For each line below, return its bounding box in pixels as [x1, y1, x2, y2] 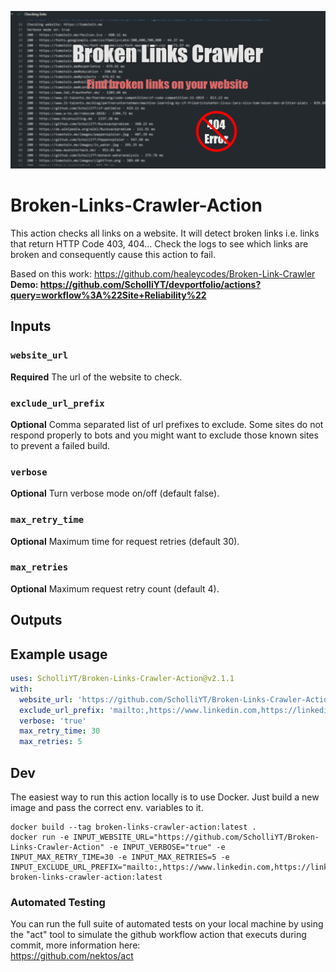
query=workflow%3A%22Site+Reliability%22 [10, 289, 207, 301]
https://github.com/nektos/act [10, 950, 134, 962]
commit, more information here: [10, 939, 141, 951]
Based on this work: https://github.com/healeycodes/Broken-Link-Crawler [10, 267, 316, 280]
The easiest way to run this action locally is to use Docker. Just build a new [10, 791, 320, 803]
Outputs [10, 612, 63, 629]
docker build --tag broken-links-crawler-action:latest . [10, 822, 257, 832]
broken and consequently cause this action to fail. [10, 248, 216, 260]
